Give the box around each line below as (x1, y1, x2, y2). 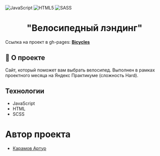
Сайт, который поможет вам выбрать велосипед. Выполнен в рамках (5, 67, 155, 73)
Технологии (5, 87, 44, 96)
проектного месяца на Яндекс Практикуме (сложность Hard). (5, 72, 138, 78)
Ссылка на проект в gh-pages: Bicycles (5, 39, 90, 45)
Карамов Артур (12, 145, 47, 151)
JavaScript (12, 100, 35, 106)
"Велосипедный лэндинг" (27, 23, 142, 34)
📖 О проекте (5, 53, 45, 62)
